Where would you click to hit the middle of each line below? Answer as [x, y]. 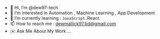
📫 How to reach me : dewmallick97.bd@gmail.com [63, 24]
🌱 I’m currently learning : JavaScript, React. [55, 18]
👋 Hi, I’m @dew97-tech [34, 8]
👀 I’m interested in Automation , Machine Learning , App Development [82, 13]
